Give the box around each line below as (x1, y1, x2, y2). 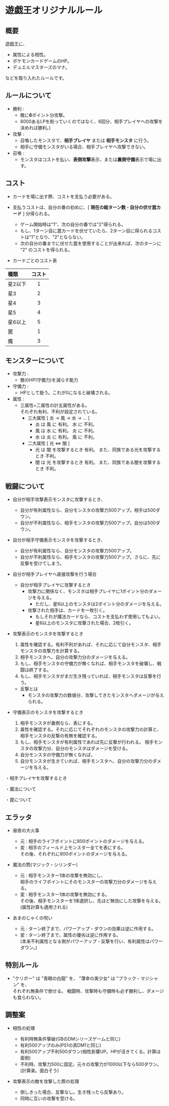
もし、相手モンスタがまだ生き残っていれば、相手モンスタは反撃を (20, 673, 157, 679)
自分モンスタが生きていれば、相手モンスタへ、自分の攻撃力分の (20, 758, 153, 764)
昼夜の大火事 (12, 827, 39, 834)
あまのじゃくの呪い (12, 915, 53, 921)
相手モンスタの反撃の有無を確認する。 (20, 733, 100, 739)
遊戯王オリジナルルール (5, 5, 103, 16)
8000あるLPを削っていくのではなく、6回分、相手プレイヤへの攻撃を (20, 118, 163, 124)
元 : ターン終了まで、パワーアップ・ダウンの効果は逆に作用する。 (20, 926, 156, 932)
